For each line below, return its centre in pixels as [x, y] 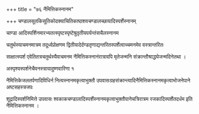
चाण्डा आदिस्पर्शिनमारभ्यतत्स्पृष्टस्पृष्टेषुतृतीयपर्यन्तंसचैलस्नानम [63, 33]
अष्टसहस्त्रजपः [20, 87]
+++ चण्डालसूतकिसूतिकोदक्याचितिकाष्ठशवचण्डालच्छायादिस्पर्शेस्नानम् [71, 21]
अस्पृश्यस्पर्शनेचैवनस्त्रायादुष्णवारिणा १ [40, 69]
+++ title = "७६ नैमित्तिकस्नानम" [40, 9]
